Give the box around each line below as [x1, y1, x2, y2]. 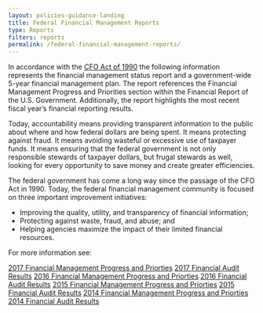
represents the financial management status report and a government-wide [8, 71, 252, 80]
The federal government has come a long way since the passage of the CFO [8, 176, 255, 185]
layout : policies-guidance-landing [8, 11, 125, 20]
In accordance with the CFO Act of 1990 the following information [8, 62, 221, 71]
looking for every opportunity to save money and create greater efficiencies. [8, 161, 255, 170]
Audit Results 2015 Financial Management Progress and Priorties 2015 [8, 280, 235, 289]
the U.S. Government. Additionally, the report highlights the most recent [8, 96, 239, 105]
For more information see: [8, 248, 92, 257]
